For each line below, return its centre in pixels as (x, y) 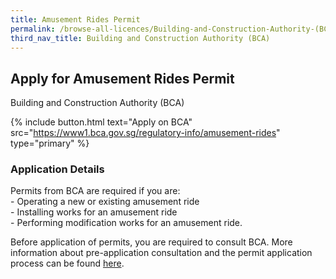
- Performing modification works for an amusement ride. (126, 223)
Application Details (57, 169)
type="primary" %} (50, 143)
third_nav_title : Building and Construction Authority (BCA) (140, 38)
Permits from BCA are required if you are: (95, 191)
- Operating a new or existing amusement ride (105, 202)
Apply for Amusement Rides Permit (122, 78)
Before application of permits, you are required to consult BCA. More (151, 242)
